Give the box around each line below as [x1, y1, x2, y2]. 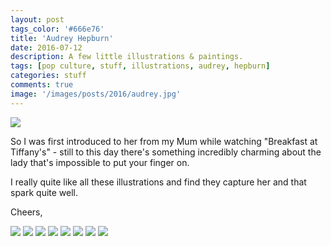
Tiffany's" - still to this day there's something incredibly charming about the [10, 146, 322, 158]
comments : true [10, 80, 74, 90]
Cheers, [10, 206, 43, 218]
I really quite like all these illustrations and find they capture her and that [10, 176, 307, 188]
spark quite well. [10, 186, 79, 198]
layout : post [10, 14, 65, 25]
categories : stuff [10, 71, 87, 81]
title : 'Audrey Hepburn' [10, 33, 114, 43]
